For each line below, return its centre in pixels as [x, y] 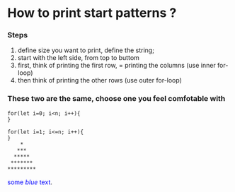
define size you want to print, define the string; [86, 50]
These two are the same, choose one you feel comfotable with [116, 99]
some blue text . [30, 182]
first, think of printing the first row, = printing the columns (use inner [116, 66]
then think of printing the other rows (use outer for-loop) [100, 80]
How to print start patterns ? [92, 13]
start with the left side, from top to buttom [79, 58]
